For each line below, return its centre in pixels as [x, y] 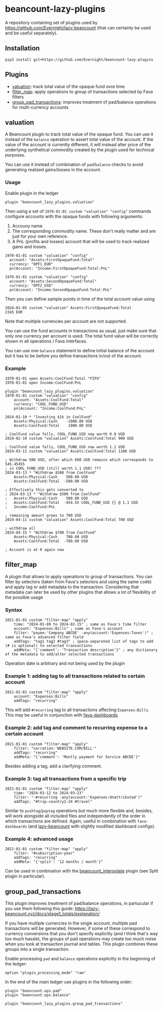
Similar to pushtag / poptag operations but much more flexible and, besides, [79, 810]
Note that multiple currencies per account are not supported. [66, 321]
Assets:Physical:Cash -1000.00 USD [53, 421]
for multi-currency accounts [40, 107]
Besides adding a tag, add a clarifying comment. [54, 766]
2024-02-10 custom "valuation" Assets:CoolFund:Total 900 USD [69, 438]
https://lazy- [87, 909]
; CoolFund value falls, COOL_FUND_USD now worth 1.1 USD [65, 447]
